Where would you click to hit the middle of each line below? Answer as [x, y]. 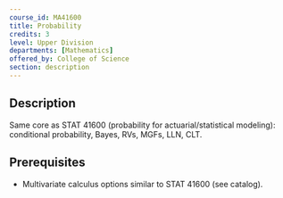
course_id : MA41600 [46, 17]
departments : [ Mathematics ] [62, 51]
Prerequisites [47, 163]
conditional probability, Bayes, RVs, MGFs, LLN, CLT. [106, 134]
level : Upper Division [51, 42]
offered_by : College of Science [69, 59]
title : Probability [46, 26]
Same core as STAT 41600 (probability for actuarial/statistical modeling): [142, 125]
